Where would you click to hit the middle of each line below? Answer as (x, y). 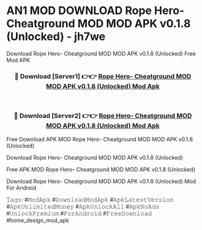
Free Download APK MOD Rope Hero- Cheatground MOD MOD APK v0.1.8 (100, 139)
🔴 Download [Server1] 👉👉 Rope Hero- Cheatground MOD (103, 76)
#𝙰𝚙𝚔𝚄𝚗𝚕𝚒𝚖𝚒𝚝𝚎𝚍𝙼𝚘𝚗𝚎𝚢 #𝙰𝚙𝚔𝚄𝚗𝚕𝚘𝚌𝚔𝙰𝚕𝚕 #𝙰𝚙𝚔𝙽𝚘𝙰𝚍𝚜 (83, 206)
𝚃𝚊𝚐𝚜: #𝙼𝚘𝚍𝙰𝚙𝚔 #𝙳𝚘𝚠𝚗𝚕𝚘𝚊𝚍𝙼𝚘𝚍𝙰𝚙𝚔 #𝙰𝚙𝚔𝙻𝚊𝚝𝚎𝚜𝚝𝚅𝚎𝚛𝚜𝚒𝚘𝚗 (90, 199)
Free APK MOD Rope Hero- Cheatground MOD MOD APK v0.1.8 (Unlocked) (101, 169)
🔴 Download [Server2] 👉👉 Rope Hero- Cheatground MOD (103, 116)
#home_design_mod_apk (38, 220)
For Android (21, 188)
